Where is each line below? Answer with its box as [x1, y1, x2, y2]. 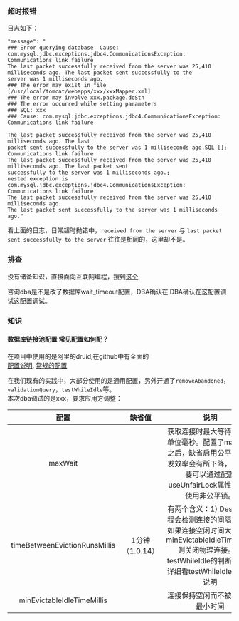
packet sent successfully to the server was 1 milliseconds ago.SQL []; [7, 144, 228, 151]
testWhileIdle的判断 [166, 555, 233, 565]
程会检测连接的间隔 [166, 515, 232, 525]
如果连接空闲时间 [166, 525, 225, 535]
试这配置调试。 [7, 296, 51, 304]
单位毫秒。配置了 [166, 437, 225, 447]
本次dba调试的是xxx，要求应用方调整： [7, 394, 123, 402]
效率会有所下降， [174, 458, 232, 468]
